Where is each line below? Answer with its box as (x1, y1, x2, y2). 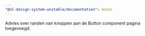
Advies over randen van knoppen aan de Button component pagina (5, 20, 141, 26)
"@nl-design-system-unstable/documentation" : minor (5, 7, 113, 12)
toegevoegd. (5, 25, 31, 31)
